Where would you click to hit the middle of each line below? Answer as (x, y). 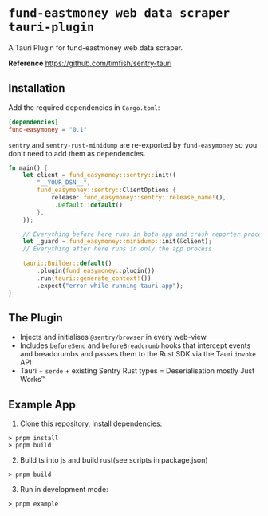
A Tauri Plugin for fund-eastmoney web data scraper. (96, 47)
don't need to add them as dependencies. (77, 153)
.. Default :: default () (87, 205)
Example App (42, 404)
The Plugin (35, 318)
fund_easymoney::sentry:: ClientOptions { (107, 190)
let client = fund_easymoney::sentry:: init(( (100, 175)
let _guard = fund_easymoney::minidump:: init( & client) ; (118, 242)
